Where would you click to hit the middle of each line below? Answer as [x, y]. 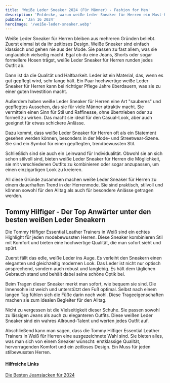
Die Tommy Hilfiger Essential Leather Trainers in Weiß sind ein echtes [78, 232]
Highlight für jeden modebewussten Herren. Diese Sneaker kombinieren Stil [84, 237]
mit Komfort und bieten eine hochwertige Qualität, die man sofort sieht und [83, 243]
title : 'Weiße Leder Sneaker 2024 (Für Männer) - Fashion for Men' [78, 10]
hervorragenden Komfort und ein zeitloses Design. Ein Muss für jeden [78, 347]
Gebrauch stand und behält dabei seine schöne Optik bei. [65, 274]
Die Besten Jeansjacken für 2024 [40, 375]
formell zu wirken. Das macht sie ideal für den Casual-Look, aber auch [79, 118]
